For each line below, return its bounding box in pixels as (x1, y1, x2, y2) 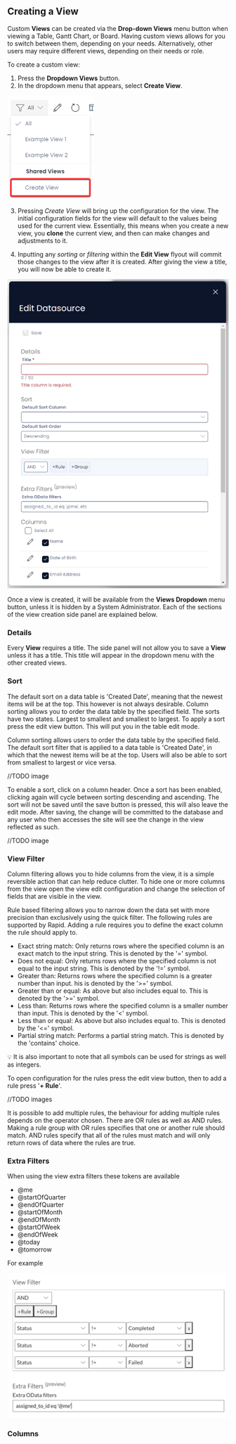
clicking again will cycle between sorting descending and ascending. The (7, 793, 220, 801)
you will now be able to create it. (17, 265, 112, 273)
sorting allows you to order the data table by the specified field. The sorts (7, 707, 220, 715)
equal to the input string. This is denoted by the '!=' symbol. (17, 964, 191, 973)
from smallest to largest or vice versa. (7, 758, 117, 767)
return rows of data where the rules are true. (7, 1138, 136, 1147)
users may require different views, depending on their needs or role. (7, 46, 205, 55)
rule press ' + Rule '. (7, 1081, 62, 1090)
